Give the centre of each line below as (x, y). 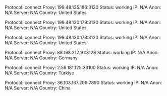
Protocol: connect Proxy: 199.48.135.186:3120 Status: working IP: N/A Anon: (83, 7)
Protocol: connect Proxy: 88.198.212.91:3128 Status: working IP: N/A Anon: (82, 53)
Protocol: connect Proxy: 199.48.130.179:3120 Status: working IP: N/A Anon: (83, 22)
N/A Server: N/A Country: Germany (41, 58)
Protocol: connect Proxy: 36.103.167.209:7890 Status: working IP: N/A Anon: (83, 83)
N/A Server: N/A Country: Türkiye (39, 73)
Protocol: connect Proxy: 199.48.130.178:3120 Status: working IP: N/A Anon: (83, 37)
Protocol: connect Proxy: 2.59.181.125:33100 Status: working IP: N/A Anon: (81, 68)
